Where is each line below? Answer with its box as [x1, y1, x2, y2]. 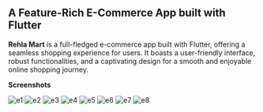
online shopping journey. [8, 65, 89, 74]
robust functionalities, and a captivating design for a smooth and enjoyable [8, 56, 252, 65]
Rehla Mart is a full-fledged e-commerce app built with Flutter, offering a [8, 39, 246, 49]
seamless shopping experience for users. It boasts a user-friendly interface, [8, 47, 256, 58]
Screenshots [8, 80, 51, 89]
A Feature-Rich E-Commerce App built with [8, 6, 227, 20]
